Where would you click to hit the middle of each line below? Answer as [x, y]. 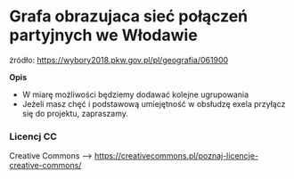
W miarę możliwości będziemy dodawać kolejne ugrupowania [135, 94]
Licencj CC [33, 136]
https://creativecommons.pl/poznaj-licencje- [176, 156]
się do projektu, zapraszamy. [75, 113]
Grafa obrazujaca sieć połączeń [129, 16]
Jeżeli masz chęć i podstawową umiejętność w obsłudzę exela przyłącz [154, 103]
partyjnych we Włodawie [103, 35]
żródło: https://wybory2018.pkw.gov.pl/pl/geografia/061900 [119, 60]
